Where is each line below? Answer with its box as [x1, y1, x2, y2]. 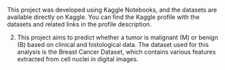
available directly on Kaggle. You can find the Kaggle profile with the [7, 13, 200, 21]
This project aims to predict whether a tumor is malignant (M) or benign [16, 33, 219, 41]
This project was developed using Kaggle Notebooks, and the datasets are [7, 6, 217, 14]
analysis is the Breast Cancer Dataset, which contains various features [16, 48, 216, 56]
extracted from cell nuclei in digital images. [16, 55, 139, 63]
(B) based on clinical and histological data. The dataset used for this [16, 41, 209, 48]
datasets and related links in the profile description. [7, 20, 152, 28]
